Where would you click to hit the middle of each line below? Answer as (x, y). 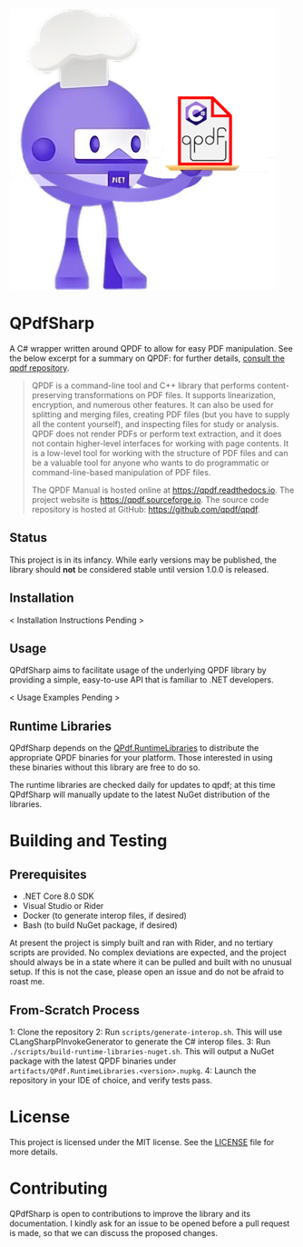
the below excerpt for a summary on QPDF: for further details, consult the (147, 358)
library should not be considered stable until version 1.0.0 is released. (139, 569)
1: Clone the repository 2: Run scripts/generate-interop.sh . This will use (146, 1032)
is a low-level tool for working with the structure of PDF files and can (160, 453)
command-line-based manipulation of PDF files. (121, 472)
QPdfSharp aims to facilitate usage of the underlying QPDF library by (138, 670)
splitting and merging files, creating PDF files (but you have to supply (161, 414)
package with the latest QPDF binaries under (93, 1061)
